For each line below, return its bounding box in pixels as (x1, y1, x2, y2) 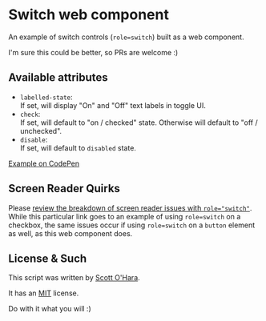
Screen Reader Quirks (8, 182, 120, 195)
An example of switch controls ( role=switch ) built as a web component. (8, 32, 244, 42)
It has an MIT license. (8, 288, 79, 298)
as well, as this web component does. (8, 228, 133, 238)
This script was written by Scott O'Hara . (8, 273, 140, 283)
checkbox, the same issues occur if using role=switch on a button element (8, 220, 256, 230)
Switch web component (8, 6, 170, 24)
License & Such (8, 251, 87, 265)
